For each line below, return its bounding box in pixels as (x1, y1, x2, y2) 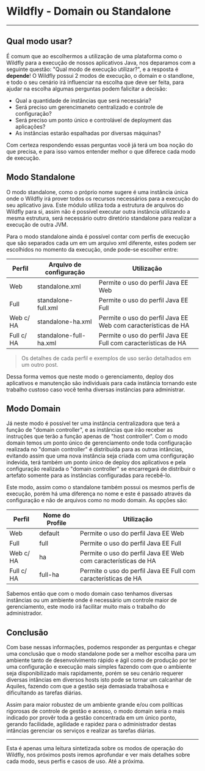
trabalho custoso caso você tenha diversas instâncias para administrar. (6, 386, 185, 393)
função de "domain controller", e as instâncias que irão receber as (6, 426, 173, 434)
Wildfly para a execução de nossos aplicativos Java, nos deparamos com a (6, 59, 196, 66)
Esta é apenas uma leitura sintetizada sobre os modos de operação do (6, 745, 184, 752)
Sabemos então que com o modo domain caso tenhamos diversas (6, 590, 173, 598)
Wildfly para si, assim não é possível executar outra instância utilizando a (6, 208, 190, 215)
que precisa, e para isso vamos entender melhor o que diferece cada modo (6, 148, 196, 155)
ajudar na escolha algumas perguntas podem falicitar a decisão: (6, 85, 168, 92)
